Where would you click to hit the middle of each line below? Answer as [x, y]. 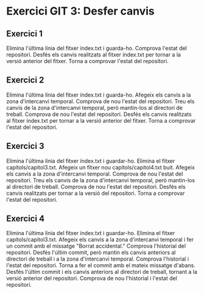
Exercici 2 [25, 80]
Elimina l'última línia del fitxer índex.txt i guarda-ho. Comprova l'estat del [97, 48]
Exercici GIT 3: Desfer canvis [80, 11]
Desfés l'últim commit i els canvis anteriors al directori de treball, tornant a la [102, 272]
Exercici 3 [25, 146]
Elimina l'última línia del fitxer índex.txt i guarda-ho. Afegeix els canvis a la [98, 95]
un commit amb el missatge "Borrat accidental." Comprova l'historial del [96, 246]
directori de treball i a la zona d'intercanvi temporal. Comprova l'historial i [98, 259]
